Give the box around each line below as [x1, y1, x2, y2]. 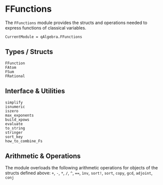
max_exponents [5, 113, 34, 118]
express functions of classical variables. [5, 25, 86, 30]
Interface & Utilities [5, 87, 65, 95]
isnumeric [5, 104, 26, 109]
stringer [5, 130, 23, 135]
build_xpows [5, 117, 29, 122]
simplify [5, 100, 23, 105]
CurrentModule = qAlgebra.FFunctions [5, 34, 82, 39]
